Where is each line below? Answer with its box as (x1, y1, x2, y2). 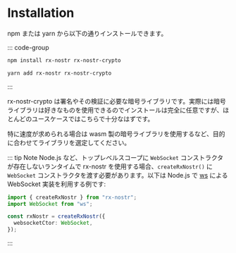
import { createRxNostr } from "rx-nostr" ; (7, 194, 137, 201)
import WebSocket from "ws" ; (7, 200, 93, 207)
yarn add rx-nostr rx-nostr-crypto (7, 69, 112, 77)
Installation (7, 5, 75, 21)
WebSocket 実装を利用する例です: (7, 180, 106, 188)
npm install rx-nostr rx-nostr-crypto (7, 56, 121, 64)
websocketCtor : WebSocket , (13, 220, 93, 227)
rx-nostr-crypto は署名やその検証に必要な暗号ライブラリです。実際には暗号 (7, 97, 227, 105)
